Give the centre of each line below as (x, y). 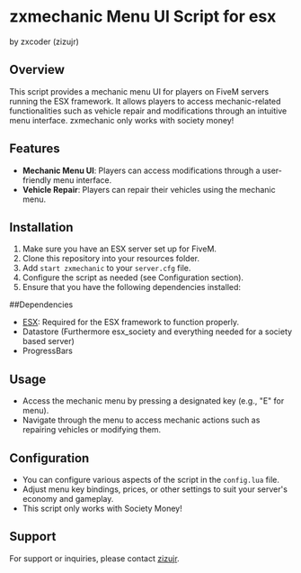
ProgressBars (48, 351)
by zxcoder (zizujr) (44, 41)
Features (35, 149)
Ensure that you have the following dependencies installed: (131, 287)
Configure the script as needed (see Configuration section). (133, 277)
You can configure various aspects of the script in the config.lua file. (151, 480)
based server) (48, 341)
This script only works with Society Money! (102, 508)
